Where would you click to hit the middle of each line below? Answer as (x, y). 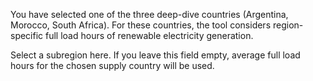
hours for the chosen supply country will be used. (112, 65)
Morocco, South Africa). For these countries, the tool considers (141, 25)
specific (27, 35)
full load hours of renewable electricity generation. (149, 35)
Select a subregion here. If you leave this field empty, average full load (155, 55)
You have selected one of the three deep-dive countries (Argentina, (149, 14)
